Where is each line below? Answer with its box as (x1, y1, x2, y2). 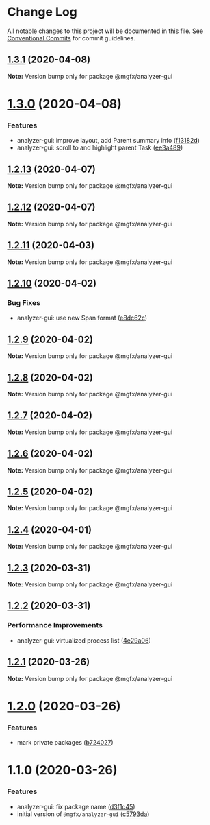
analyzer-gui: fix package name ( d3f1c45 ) (16, 802, 135, 811)
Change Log (7, 4, 77, 20)
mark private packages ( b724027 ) (16, 739, 114, 747)
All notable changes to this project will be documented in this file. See (7, 27, 204, 35)
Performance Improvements (7, 621, 103, 630)
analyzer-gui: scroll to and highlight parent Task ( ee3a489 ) (16, 143, 183, 152)
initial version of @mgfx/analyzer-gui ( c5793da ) (16, 810, 150, 818)
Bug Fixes (7, 298, 41, 307)
